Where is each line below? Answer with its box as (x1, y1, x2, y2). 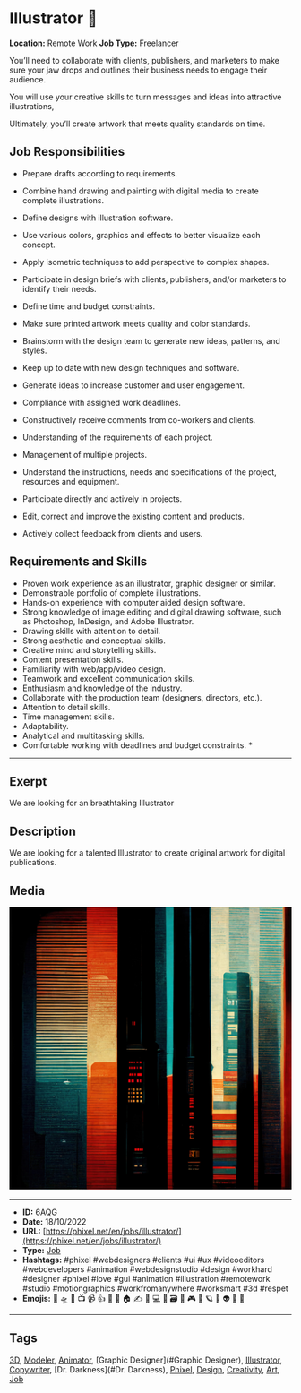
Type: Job (21, 1245, 61, 1255)
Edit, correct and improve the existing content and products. (21, 511, 245, 521)
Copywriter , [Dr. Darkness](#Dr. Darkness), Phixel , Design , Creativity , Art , (9, 1363, 280, 1374)
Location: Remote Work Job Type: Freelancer (9, 38, 179, 48)
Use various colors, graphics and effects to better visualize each (21, 229, 261, 240)
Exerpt (9, 774, 47, 789)
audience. (9, 73, 47, 84)
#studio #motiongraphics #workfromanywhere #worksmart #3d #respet (21, 1283, 288, 1294)
